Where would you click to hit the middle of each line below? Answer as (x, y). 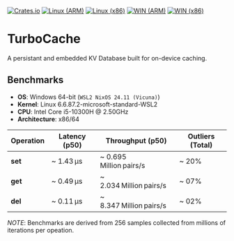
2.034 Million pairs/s (133, 185)
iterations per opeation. (41, 230)
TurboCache (44, 39)
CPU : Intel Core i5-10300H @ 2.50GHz (73, 111)
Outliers (201, 136)
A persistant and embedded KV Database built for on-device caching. (107, 58)
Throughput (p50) (136, 141)
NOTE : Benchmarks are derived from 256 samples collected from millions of (117, 222)
